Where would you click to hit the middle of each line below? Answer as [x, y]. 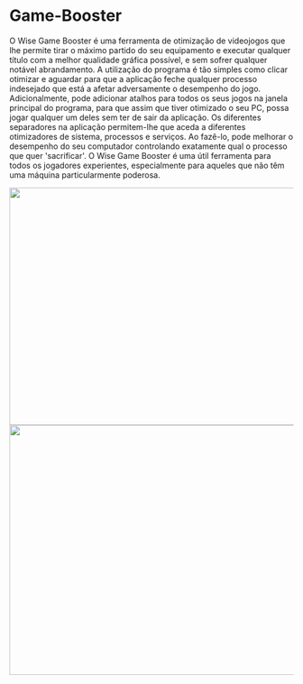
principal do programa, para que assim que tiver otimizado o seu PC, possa [149, 107]
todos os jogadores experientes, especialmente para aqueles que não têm [147, 165]
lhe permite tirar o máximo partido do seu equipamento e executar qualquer [150, 50]
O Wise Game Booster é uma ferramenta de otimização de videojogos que [147, 41]
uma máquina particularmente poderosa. [85, 175]
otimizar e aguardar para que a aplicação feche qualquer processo [133, 79]
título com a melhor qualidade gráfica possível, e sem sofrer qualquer [138, 60]
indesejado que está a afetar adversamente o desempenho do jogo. [135, 88]
